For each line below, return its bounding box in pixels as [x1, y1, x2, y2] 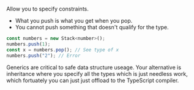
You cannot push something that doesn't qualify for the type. [15, 24, 170, 31]
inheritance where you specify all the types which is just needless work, [6, 70, 188, 77]
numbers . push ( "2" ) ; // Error [6, 52, 81, 59]
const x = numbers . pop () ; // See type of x [6, 47, 119, 53]
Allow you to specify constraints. [6, 6, 89, 12]
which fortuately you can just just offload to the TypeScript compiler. [6, 77, 179, 84]
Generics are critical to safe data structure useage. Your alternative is [6, 64, 182, 71]
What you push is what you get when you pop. [15, 17, 133, 24]
